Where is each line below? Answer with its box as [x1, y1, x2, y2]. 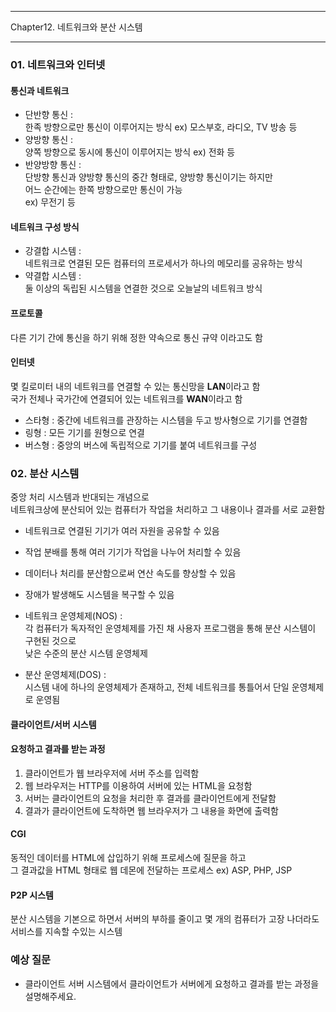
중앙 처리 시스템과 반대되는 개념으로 [10, 491, 150, 503]
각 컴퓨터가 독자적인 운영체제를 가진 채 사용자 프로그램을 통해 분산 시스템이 [24, 622, 317, 635]
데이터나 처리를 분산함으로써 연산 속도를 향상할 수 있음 [24, 567, 237, 580]
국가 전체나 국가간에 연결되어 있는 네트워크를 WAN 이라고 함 [10, 392, 243, 405]
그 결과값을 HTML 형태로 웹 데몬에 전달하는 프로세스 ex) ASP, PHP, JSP [10, 864, 293, 876]
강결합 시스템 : [24, 245, 82, 257]
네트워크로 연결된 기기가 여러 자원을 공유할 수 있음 [24, 525, 220, 537]
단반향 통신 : [24, 109, 74, 121]
